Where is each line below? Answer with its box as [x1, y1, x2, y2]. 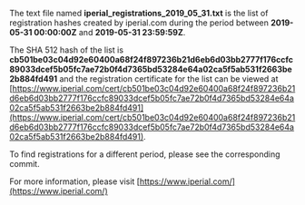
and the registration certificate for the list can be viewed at [58, 73, 279, 84]
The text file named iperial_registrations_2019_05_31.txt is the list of [9, 8, 269, 18]
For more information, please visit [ [9, 176, 141, 187]
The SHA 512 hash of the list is [9, 44, 124, 55]
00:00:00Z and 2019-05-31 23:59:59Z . [34, 27, 186, 37]
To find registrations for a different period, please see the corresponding [9, 149, 280, 160]
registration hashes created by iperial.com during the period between [9, 17, 270, 28]
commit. [9, 159, 40, 169]
